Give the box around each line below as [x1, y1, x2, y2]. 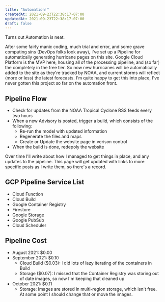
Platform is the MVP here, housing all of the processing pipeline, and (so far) [5, 59, 160, 65]
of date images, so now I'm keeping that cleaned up [19, 276, 125, 281]
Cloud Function [12, 191, 43, 197]
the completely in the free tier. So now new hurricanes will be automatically [5, 65, 157, 71]
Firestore [12, 206, 31, 212]
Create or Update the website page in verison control [19, 139, 127, 145]
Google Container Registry [12, 201, 66, 207]
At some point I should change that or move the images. [19, 291, 133, 297]
